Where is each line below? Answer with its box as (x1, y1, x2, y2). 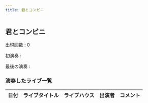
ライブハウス (64, 92, 95, 99)
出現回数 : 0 (5, 42, 30, 48)
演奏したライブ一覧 (5, 77, 52, 84)
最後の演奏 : (5, 63, 31, 70)
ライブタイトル (23, 92, 60, 99)
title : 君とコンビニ (5, 7, 44, 13)
